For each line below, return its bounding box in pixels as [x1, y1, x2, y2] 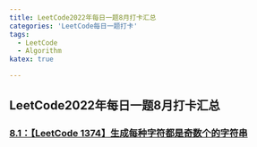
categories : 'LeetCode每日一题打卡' [9, 22, 138, 30]
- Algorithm [17, 47, 63, 56]
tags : [9, 30, 30, 39]
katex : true [9, 55, 54, 64]
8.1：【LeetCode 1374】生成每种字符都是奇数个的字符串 [9, 127, 248, 140]
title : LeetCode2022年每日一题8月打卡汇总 [9, 13, 157, 22]
